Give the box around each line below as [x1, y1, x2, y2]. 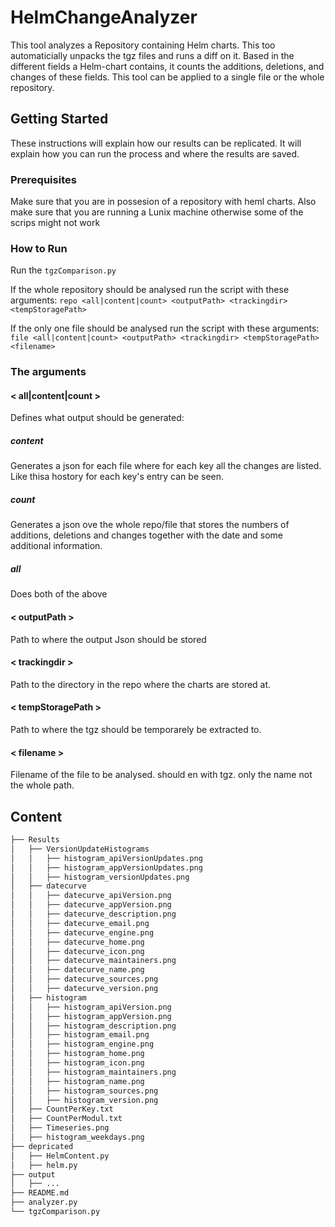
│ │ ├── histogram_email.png [10, 1030, 150, 1040]
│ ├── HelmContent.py [10, 1151, 110, 1161]
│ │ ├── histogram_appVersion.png [10, 1011, 172, 1021]
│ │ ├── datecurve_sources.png [10, 974, 159, 985]
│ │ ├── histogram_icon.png [10, 1058, 145, 1068]
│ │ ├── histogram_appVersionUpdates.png [10, 862, 203, 873]
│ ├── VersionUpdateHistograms [10, 844, 150, 854]
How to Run [10, 241, 68, 255]
